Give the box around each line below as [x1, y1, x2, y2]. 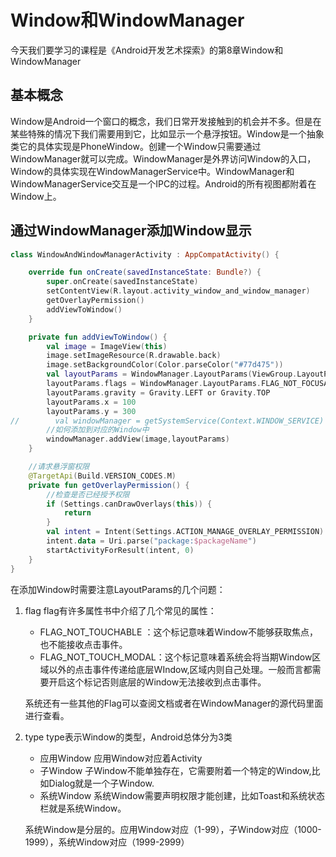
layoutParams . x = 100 [46, 397, 137, 407]
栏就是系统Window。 [39, 802, 127, 814]
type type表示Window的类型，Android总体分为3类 [24, 731, 233, 743]
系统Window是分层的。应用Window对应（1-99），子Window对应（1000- [24, 823, 322, 835]
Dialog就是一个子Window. [48, 777, 155, 789]
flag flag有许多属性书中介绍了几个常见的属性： [24, 604, 217, 616]
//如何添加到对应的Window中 [46, 425, 150, 435]
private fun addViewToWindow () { [28, 332, 168, 342]
